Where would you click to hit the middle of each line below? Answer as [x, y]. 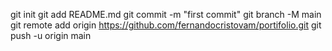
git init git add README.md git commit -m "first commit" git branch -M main [166, 14]
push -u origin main [51, 35]
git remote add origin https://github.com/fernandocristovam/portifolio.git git [166, 25]
